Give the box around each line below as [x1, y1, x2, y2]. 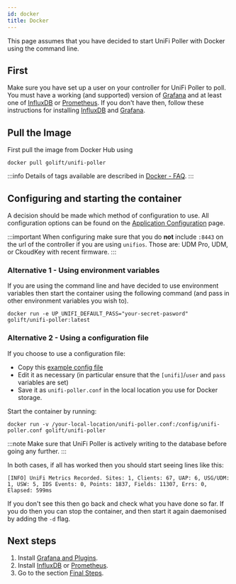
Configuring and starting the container [7, 193, 182, 205]
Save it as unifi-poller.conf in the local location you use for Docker [17, 385, 218, 394]
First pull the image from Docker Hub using [7, 146, 133, 154]
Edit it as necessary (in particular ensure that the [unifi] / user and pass [17, 370, 226, 379]
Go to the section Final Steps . [17, 569, 104, 578]
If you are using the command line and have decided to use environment [7, 281, 219, 290]
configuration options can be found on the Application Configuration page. [7, 218, 225, 227]
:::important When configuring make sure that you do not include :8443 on [7, 232, 224, 241]
